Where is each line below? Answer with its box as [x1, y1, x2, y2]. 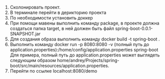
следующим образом [9, 57, 56, 63]
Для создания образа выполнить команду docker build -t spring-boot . [9, 36, 160, 42]
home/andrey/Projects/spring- [57, 57, 119, 63]
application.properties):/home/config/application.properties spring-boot [9, 47, 158, 52]
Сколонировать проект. [9, 4, 61, 10]
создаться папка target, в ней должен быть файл [9, 25, 114, 31]
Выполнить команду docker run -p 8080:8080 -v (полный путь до [9, 41, 149, 47]
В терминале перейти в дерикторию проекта [9, 9, 106, 15]
